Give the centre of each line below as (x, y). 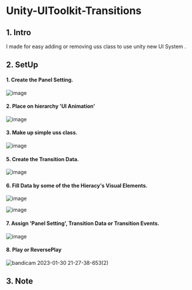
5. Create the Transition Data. (42, 159)
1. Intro (18, 33)
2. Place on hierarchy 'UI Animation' (51, 106)
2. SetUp (22, 65)
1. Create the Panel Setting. (40, 80)
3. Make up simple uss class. (42, 132)
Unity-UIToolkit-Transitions (74, 11)
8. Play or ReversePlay (34, 250)
